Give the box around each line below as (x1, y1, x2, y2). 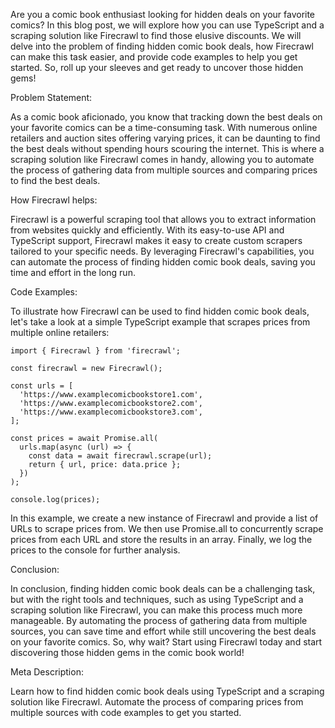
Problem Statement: (10, 92, 93, 103)
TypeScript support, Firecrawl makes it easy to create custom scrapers (10, 235, 303, 246)
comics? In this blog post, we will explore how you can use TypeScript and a (10, 19, 325, 31)
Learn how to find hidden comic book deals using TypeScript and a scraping (10, 685, 325, 697)
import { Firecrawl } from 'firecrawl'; (10, 346, 182, 356)
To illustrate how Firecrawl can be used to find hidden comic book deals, (10, 305, 310, 317)
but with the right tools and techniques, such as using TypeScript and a (10, 594, 304, 605)
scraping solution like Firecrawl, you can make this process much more (10, 604, 303, 616)
